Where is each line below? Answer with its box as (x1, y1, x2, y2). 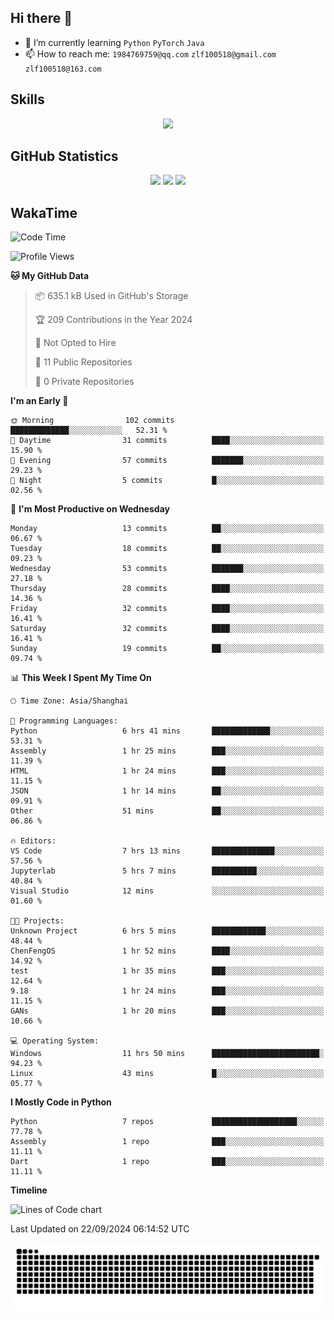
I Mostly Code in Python (10, 1096, 112, 1108)
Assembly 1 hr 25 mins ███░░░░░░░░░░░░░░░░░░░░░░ (10, 746, 325, 756)
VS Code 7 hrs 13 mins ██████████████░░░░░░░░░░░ (10, 846, 325, 856)
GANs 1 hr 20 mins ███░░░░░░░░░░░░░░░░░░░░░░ (10, 1006, 325, 1016)
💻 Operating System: (10, 1036, 100, 1046)
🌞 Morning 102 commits (10, 416, 175, 426)
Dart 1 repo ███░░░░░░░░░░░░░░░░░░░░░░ (10, 1157, 325, 1167)
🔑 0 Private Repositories (34, 376, 135, 388)
